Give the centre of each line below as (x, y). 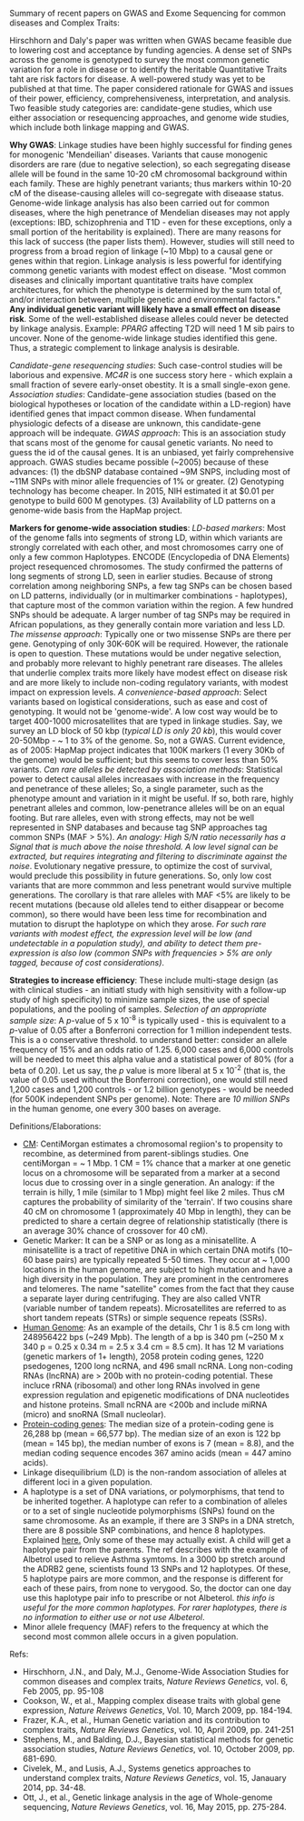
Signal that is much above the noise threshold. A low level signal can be (144, 846)
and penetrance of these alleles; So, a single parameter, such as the (137, 789)
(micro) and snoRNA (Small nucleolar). (94, 1415)
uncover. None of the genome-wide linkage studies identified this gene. (143, 338)
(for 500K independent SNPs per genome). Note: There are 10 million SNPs (150, 1099)
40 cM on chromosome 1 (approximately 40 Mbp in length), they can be (157, 1212)
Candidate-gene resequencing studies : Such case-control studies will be (146, 365)
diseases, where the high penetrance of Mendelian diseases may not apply (150, 212)
